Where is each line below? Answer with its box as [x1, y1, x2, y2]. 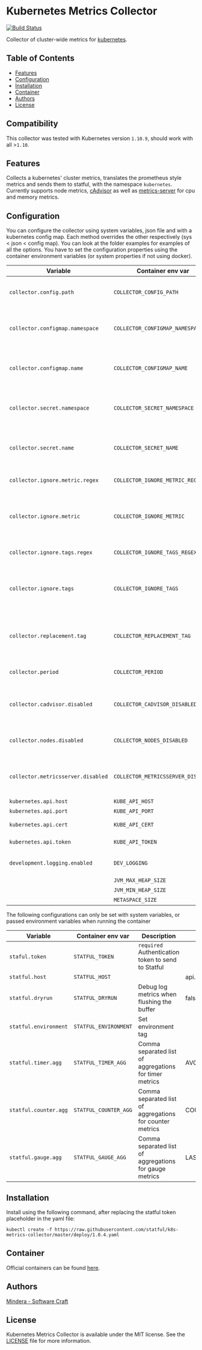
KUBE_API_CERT [113, 821, 155, 828]
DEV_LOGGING [113, 860, 148, 867]
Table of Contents [6, 53, 75, 64]
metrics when [138, 990, 177, 999]
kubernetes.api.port [9, 808, 68, 815]
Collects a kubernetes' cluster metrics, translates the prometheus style [6, 174, 182, 182]
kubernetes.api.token [9, 839, 71, 846]
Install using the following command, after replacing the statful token [6, 1209, 176, 1216]
